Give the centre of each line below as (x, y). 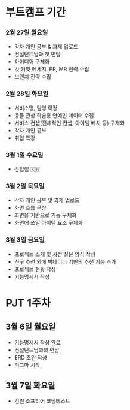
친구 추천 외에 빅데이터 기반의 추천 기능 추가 (65, 261)
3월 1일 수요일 (24, 155)
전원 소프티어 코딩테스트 (42, 401)
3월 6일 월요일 (31, 327)
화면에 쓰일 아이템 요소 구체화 (48, 223)
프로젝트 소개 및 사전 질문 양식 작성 (55, 254)
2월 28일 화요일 (27, 94)
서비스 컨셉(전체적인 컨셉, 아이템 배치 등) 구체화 (69, 123)
